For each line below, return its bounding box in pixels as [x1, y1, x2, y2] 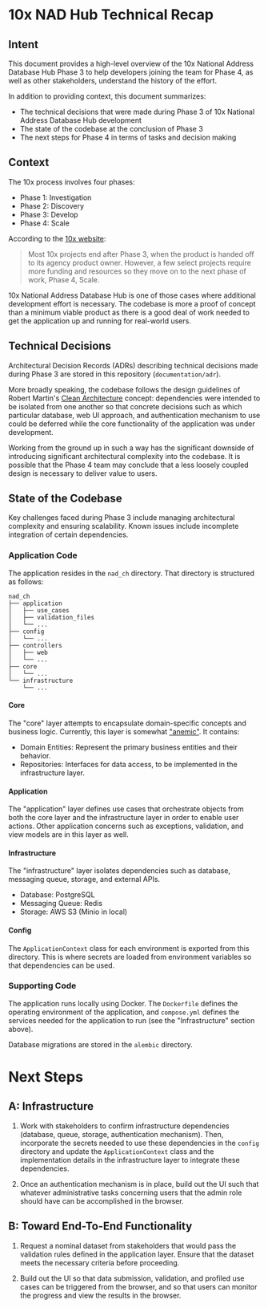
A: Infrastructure [8, 1099, 94, 1113]
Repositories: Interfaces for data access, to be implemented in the [19, 759, 238, 769]
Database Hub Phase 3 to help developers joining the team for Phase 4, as [8, 67, 254, 77]
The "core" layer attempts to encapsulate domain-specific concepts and [8, 718, 246, 728]
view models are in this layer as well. [8, 830, 130, 839]
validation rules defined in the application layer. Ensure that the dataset [19, 1249, 254, 1259]
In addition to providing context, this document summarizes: [8, 91, 206, 101]
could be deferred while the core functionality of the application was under [8, 419, 255, 429]
